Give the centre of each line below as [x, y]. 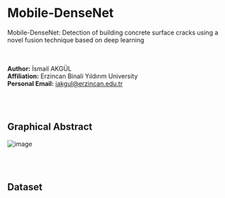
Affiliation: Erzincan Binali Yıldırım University [73, 76]
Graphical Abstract [50, 127]
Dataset [25, 187]
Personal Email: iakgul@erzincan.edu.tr [65, 83]
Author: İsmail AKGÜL [39, 68]
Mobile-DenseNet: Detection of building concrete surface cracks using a [113, 32]
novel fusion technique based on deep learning [76, 39]
